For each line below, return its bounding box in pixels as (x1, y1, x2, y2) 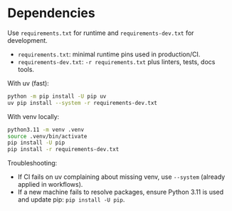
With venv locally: (7, 112, 60, 120)
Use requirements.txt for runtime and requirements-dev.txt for (7, 29, 194, 37)
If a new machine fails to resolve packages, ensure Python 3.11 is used (17, 187, 224, 197)
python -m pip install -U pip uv (7, 93, 107, 100)
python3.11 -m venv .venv (7, 126, 84, 133)
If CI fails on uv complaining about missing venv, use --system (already (17, 173, 226, 181)
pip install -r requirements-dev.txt (7, 146, 120, 153)
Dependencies (7, 5, 95, 21)
